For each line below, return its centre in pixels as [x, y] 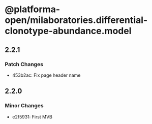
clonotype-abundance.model [68, 31]
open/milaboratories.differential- [76, 20]
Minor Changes [24, 106]
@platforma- [33, 9]
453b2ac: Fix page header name [46, 75]
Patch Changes [24, 64]
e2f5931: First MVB [32, 117]
